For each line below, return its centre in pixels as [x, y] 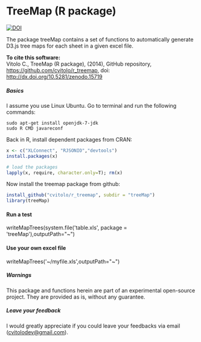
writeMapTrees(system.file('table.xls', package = [67, 228]
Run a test [19, 214]
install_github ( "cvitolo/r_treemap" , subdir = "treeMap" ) [81, 195]
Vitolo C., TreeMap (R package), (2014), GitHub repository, [79, 64]
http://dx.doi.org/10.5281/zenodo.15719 [54, 76]
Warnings [19, 275]
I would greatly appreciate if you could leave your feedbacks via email [93, 326]
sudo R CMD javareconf [35, 128]
